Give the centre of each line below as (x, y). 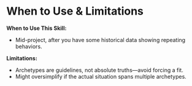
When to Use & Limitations (75, 11)
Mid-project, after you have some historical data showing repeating (100, 40)
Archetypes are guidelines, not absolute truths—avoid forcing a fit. (99, 70)
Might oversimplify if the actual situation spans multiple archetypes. (101, 76)
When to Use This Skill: (36, 28)
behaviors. (29, 46)
